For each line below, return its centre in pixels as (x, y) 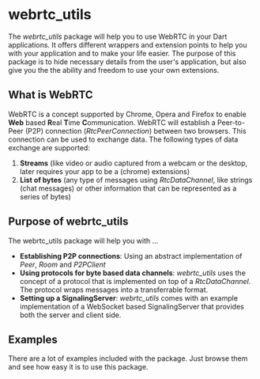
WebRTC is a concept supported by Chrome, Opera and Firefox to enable (127, 114)
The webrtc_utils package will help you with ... (83, 241)
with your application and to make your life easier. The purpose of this (122, 53)
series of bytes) (45, 196)
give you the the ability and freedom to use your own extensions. (114, 70)
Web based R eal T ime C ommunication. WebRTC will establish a (112, 122)
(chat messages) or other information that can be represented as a (128, 188)
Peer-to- (231, 122)
